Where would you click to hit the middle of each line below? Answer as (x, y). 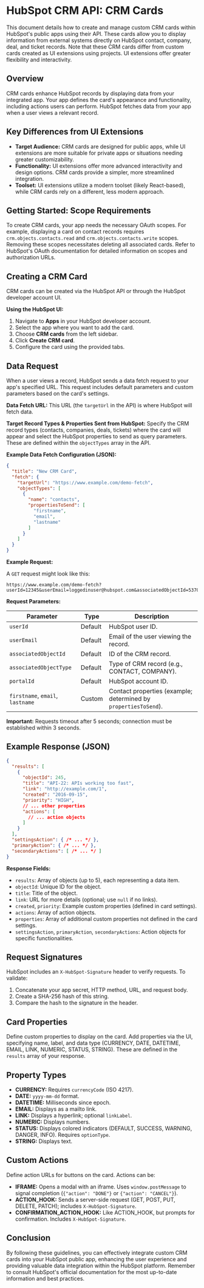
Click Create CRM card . (45, 341)
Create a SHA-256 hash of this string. (62, 997)
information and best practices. (46, 1278)
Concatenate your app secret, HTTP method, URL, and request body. (101, 990)
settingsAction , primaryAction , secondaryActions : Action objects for (100, 932)
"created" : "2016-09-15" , (55, 795)
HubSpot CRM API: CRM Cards (85, 11)
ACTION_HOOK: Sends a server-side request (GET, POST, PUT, (95, 1199)
